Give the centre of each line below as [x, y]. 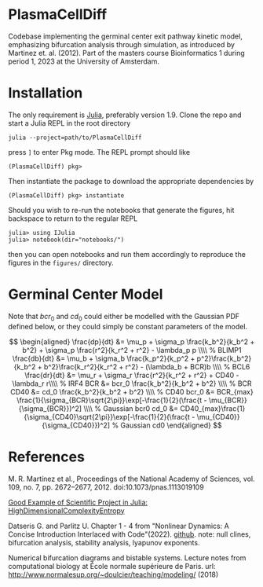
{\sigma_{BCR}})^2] [50, 408]
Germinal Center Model [86, 294]
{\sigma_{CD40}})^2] [76, 425]
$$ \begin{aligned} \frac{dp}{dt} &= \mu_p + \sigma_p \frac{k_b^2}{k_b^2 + [132, 341]
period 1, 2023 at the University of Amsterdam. [84, 61]
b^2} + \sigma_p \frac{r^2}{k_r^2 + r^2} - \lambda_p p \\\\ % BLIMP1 [132, 350]
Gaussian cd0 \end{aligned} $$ [171, 425]
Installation [46, 93]
